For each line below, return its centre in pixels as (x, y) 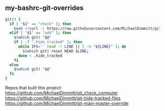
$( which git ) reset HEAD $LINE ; (56, 51)
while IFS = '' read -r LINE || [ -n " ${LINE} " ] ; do (72, 47)
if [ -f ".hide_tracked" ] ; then (48, 42)
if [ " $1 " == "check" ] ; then (40, 24)
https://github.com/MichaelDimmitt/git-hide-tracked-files (63, 98)
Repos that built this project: (34, 88)
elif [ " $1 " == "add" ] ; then (40, 33)
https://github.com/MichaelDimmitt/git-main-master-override (67, 103)
